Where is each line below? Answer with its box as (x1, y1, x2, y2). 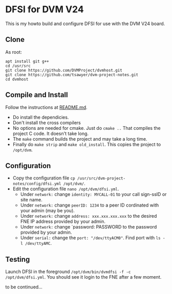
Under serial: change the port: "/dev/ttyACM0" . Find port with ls (20, 235, 161, 241)
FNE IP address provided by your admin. (20, 218, 106, 224)
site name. (20, 197, 42, 203)
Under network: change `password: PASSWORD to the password (20, 224, 157, 230)
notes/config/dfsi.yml (12, 182, 61, 187)
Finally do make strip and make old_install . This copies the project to (12, 141, 161, 147)
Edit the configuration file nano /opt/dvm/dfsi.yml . (12, 186, 119, 192)
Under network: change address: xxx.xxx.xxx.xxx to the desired (20, 213, 157, 219)
